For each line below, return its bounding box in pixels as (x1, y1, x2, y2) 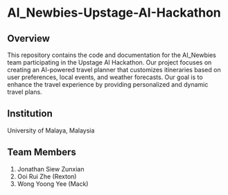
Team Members (7, 146, 76, 158)
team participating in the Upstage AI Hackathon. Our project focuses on (7, 58, 212, 67)
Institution (7, 108, 53, 119)
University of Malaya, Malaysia (7, 126, 95, 135)
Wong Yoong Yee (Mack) (17, 179, 89, 188)
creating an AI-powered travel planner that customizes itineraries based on (7, 66, 221, 74)
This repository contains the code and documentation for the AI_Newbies (7, 51, 217, 59)
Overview (7, 33, 51, 44)
